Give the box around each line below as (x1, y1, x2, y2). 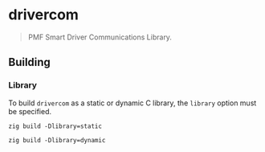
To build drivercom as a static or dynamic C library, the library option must (8, 98, 257, 108)
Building (8, 55, 51, 69)
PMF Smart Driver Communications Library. (27, 32, 173, 42)
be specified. (8, 106, 52, 116)
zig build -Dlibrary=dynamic (8, 136, 106, 144)
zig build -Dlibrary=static (8, 122, 103, 130)
